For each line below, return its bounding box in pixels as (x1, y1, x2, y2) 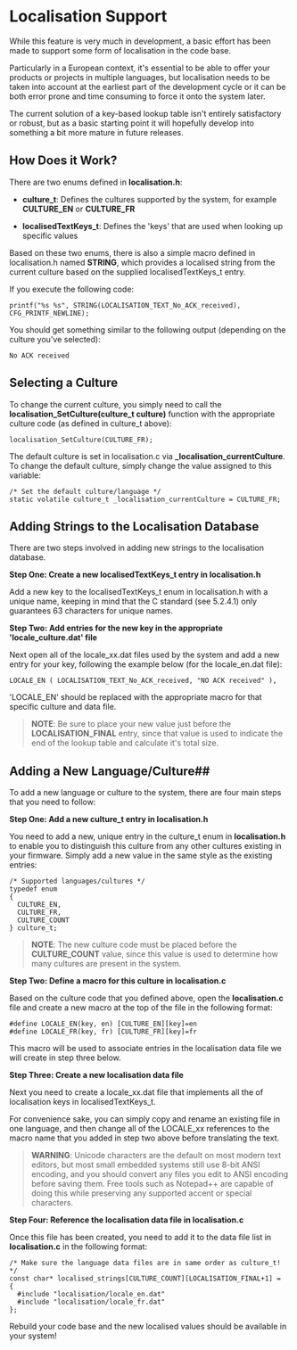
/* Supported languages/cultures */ (9, 877, 145, 886)
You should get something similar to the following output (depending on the (9, 324, 286, 335)
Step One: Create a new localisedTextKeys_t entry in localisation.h (9, 569, 261, 580)
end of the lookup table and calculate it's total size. (30, 737, 219, 748)
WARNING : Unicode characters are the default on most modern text (30, 1150, 282, 1161)
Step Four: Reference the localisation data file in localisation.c (9, 1214, 244, 1225)
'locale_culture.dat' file (9, 632, 98, 643)
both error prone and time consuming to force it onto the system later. (9, 91, 266, 102)
